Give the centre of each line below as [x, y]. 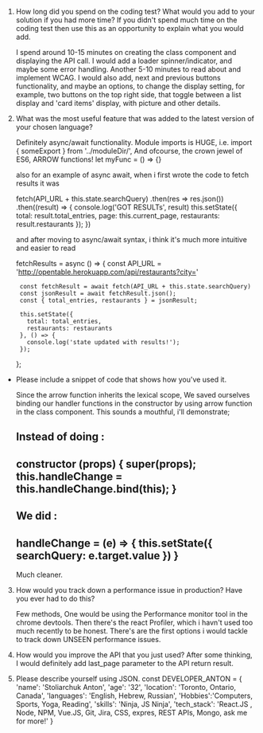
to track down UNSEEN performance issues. [88, 639]
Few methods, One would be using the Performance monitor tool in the [131, 613]
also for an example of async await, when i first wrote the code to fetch [132, 175]
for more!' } [35, 721]
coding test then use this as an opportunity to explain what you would [130, 28]
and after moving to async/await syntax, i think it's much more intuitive [131, 239]
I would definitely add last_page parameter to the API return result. [125, 663]
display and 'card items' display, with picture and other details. [118, 103]
